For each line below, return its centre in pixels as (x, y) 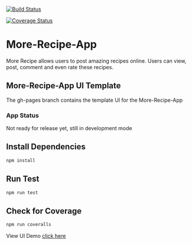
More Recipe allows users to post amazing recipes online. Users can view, (96, 61)
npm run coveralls (29, 225)
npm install (21, 160)
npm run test (22, 192)
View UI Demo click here (36, 236)
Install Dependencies (46, 147)
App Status (23, 115)
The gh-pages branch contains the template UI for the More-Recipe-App (95, 100)
